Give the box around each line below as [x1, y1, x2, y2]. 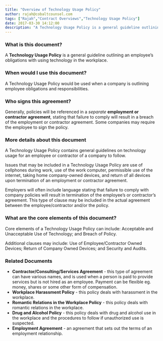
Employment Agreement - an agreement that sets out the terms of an [12, 325, 152, 331]
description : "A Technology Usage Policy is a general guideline [5, 25, 140, 30]
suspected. [12, 320, 35, 326]
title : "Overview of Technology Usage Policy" [5, 7, 101, 12]
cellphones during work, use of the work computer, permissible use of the [5, 167, 153, 173]
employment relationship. [12, 330, 63, 336]
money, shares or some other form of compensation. [12, 284, 118, 290]
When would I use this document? [5, 69, 87, 76]
